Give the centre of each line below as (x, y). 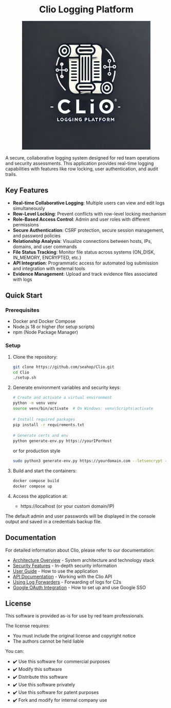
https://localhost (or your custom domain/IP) (67, 506)
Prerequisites (22, 310)
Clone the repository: (35, 357)
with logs (22, 279)
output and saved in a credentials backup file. (53, 521)
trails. (11, 174)
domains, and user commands (45, 246)
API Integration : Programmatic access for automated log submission (85, 263)
